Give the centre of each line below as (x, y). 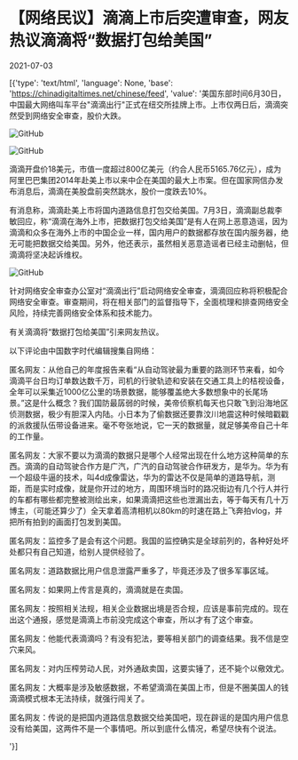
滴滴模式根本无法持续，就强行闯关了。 (79, 698)
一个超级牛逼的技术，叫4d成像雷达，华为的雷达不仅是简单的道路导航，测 (142, 477)
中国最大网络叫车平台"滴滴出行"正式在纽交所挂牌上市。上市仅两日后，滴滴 (145, 104)
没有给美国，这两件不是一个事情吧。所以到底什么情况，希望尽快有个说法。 (145, 728)
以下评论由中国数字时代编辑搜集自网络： (83, 350)
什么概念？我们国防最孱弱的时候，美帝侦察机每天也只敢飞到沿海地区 (164, 403)
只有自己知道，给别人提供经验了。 (86, 551)
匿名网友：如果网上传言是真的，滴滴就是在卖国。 (98, 589)
